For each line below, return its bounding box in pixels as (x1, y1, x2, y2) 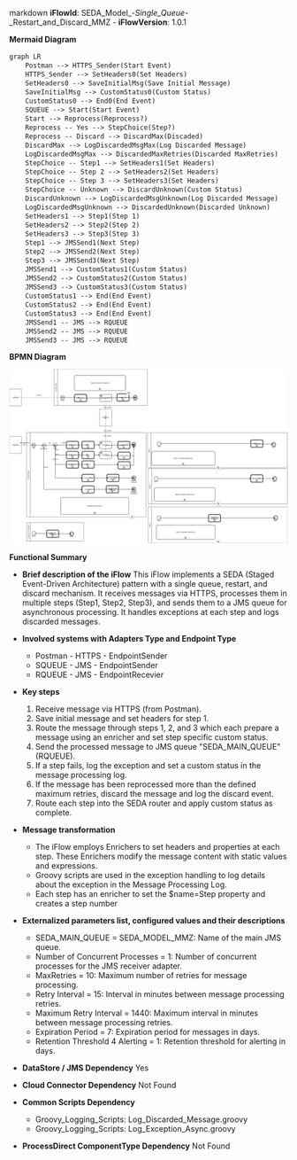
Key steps (21, 687, 60, 697)
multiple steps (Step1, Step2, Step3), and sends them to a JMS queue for (21, 597, 287, 608)
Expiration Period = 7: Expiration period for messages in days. (34, 1027, 261, 1038)
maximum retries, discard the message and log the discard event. (34, 789, 274, 799)
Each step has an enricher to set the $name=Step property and (34, 889, 266, 899)
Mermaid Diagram (9, 35, 77, 44)
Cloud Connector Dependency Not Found (21, 1080, 177, 1091)
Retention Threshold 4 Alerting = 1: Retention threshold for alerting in (34, 1036, 286, 1047)
